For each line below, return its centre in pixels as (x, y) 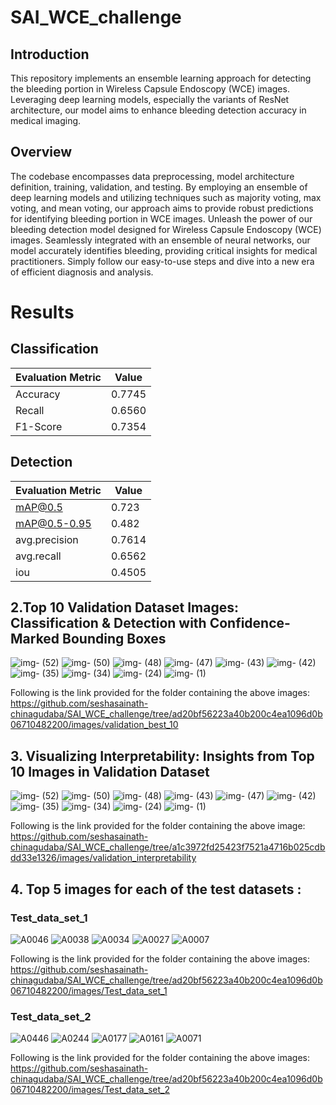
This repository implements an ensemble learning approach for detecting (161, 78)
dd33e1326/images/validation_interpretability (103, 858)
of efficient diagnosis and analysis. (82, 272)
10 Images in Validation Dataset (110, 771)
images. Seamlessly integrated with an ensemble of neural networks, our (160, 240)
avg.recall (38, 556)
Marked (35, 639)
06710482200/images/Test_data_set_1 (89, 990)
